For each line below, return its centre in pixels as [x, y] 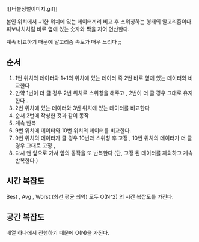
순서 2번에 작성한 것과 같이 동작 [52, 115]
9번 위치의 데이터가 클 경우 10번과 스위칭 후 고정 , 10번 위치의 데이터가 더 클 [103, 138]
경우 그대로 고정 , [35, 145]
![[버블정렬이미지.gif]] [32, 9]
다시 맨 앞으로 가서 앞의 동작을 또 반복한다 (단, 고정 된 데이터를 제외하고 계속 [104, 153]
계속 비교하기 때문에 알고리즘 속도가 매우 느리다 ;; [64, 42]
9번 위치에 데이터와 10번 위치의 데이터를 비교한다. [73, 130]
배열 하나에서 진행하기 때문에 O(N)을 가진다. [58, 233]
